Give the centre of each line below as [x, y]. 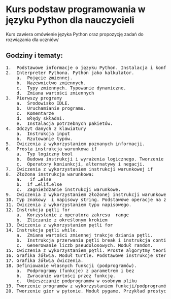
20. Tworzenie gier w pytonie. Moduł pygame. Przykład [75, 291]
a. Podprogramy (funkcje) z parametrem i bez [75, 271]
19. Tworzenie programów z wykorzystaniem [59, 286]
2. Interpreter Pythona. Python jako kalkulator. [70, 73]
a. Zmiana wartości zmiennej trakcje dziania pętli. [85, 235]
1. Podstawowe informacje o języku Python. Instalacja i [79, 68]
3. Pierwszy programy [34, 98]
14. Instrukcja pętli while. [42, 230]
